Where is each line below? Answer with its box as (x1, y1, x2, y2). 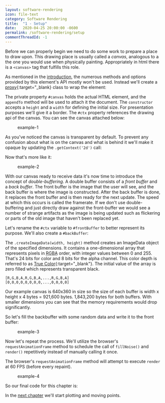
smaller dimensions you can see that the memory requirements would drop (5, 299, 158, 305)
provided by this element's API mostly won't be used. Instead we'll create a (5, 79, 158, 85)
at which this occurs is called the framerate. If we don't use (5, 199, 126, 205)
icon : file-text (5, 12, 38, 17)
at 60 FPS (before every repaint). (5, 363, 72, 369)
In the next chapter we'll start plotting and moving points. (5, 392, 121, 398)
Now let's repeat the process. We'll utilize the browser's (5, 338, 119, 344)
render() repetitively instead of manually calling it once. (5, 349, 118, 355)
